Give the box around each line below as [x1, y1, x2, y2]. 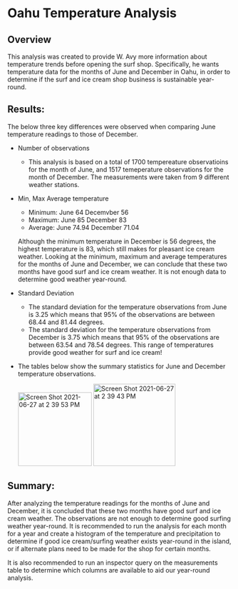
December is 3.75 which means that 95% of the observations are [28, 333, 219, 341]
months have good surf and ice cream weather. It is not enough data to [17, 267, 227, 276]
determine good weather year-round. [17, 275, 127, 283]
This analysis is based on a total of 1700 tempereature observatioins [28, 157, 229, 166]
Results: [7, 104, 45, 116]
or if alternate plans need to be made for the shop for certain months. [7, 544, 212, 553]
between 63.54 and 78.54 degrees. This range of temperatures [28, 341, 214, 349]
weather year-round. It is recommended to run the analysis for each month [7, 521, 227, 530]
